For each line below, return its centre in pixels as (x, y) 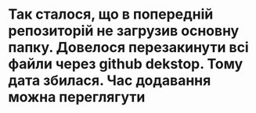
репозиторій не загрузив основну (124, 31)
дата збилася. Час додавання (110, 81)
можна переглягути (77, 97)
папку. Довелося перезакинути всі (128, 48)
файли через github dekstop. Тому (126, 64)
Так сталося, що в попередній (111, 14)
